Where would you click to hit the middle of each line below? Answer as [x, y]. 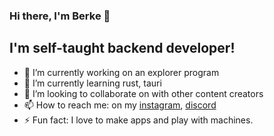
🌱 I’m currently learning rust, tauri [92, 83]
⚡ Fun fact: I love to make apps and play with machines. [138, 120]
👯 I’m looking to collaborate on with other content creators [143, 93]
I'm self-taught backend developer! [122, 48]
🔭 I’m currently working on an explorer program [121, 72]
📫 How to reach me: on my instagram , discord [120, 105]
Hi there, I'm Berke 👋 [60, 16]
